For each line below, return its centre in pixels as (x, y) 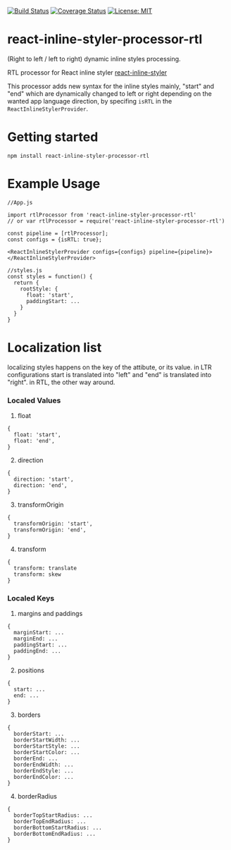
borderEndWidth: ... (44, 765)
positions (31, 670)
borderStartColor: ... (47, 753)
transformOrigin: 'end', (50, 530)
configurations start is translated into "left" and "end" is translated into (110, 374)
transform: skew (37, 574)
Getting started (53, 137)
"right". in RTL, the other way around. (61, 382)
